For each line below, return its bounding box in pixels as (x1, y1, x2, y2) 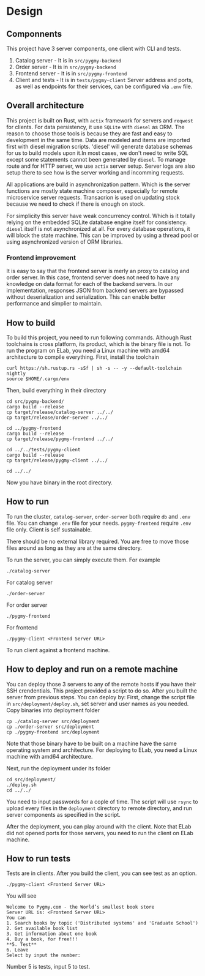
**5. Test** (6, 942, 37, 948)
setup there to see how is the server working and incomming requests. (6, 168, 185, 176)
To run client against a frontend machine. (6, 646, 110, 653)
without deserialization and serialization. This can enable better (6, 293, 166, 301)
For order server (6, 601, 48, 609)
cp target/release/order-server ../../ (6, 415, 108, 421)
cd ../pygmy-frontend (6, 425, 62, 431)
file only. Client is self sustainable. (6, 525, 92, 533)
